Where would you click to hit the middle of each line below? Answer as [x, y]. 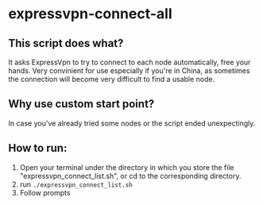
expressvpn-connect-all [90, 14]
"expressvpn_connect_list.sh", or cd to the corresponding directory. [130, 176]
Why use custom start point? [81, 104]
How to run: [38, 148]
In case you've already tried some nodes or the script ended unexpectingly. [132, 123]
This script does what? [66, 43]
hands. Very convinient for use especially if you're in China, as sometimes [129, 71]
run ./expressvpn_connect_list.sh [76, 184]
